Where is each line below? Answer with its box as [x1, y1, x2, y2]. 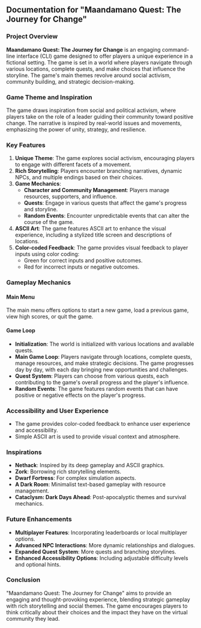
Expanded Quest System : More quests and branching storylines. [14, 548, 176, 555]
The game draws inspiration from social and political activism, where [6, 107, 176, 114]
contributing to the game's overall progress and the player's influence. [14, 379, 189, 386]
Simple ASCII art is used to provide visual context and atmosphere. [14, 433, 181, 440]
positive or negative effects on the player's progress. [14, 391, 146, 399]
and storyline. [23, 206, 58, 213]
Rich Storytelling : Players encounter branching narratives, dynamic [14, 167, 182, 175]
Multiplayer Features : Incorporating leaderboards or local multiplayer [14, 529, 188, 536]
